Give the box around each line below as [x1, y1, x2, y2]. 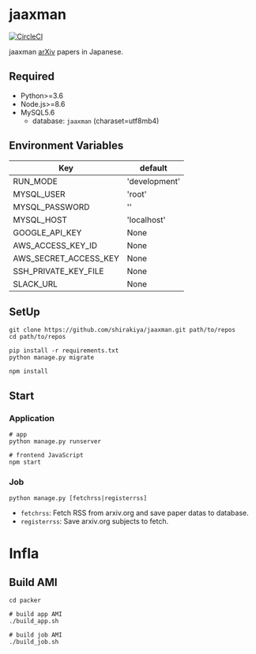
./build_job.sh [9, 638, 59, 646]
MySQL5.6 [20, 107, 55, 117]
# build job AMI [9, 631, 62, 639]
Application [9, 412, 55, 423]
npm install [9, 367, 48, 376]
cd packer [9, 596, 42, 605]
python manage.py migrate [9, 354, 94, 362]
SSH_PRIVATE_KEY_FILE [13, 265, 104, 276]
